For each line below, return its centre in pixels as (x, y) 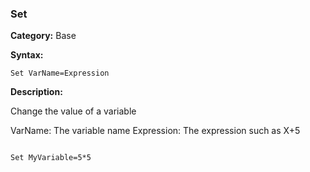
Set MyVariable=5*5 (51, 158)
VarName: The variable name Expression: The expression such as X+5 (155, 131)
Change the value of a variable (73, 111)
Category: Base (43, 36)
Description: (36, 92)
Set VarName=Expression (60, 73)
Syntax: (27, 55)
